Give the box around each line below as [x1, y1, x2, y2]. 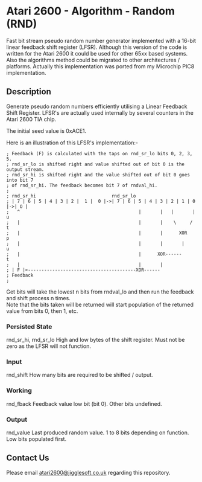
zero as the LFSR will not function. [6, 342, 92, 350]
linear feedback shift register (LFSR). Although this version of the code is [6, 43, 188, 51]
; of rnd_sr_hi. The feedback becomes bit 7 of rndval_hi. [6, 182, 158, 188]
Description [6, 86, 51, 97]
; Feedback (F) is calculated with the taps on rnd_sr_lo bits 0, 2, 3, [6, 150, 193, 156]
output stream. [6, 166, 45, 173]
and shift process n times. [6, 294, 71, 301]
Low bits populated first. [6, 435, 67, 442]
